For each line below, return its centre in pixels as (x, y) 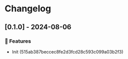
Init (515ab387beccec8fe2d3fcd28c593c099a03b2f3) (67, 52)
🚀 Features (18, 41)
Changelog (28, 9)
